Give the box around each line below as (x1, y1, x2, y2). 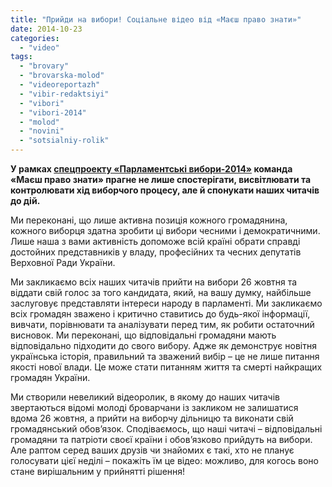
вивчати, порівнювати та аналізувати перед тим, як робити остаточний (10, 319, 315, 330)
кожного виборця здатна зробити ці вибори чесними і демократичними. (10, 225, 321, 236)
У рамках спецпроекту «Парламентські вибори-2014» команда (10, 163, 293, 175)
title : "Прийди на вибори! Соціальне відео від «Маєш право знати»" (10, 14, 302, 25)
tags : (10, 52, 33, 62)
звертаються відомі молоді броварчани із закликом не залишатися (10, 402, 299, 413)
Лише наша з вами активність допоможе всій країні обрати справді (10, 236, 301, 247)
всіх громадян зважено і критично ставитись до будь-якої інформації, (10, 308, 311, 320)
